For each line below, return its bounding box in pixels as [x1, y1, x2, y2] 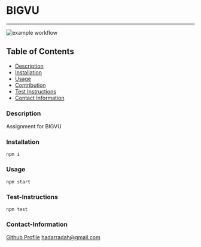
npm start [6, 179, 31, 185]
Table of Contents [6, 46, 75, 57]
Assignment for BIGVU [6, 123, 62, 130]
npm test [6, 206, 28, 212]
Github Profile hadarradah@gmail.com [6, 234, 100, 241]
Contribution [14, 82, 46, 89]
